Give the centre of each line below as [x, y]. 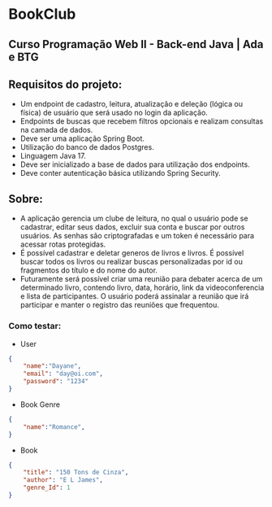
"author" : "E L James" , [63, 480]
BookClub [42, 14]
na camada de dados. [56, 130]
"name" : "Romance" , [54, 427]
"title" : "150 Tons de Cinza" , [76, 473]
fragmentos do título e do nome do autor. [89, 270]
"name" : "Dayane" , [52, 366]
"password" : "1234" [56, 382]
